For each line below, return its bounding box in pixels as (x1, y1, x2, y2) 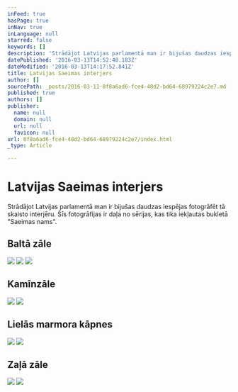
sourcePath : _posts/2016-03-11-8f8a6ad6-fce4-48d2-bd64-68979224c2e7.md (7, 83, 227, 90)
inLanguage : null (7, 30, 59, 38)
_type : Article (7, 142, 52, 150)
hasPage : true (7, 17, 50, 24)
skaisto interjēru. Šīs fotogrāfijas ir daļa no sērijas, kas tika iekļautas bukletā (7, 210, 228, 218)
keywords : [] (7, 43, 46, 50)
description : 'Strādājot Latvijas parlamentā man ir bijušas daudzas (7, 50, 217, 57)
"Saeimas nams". (7, 218, 57, 226)
